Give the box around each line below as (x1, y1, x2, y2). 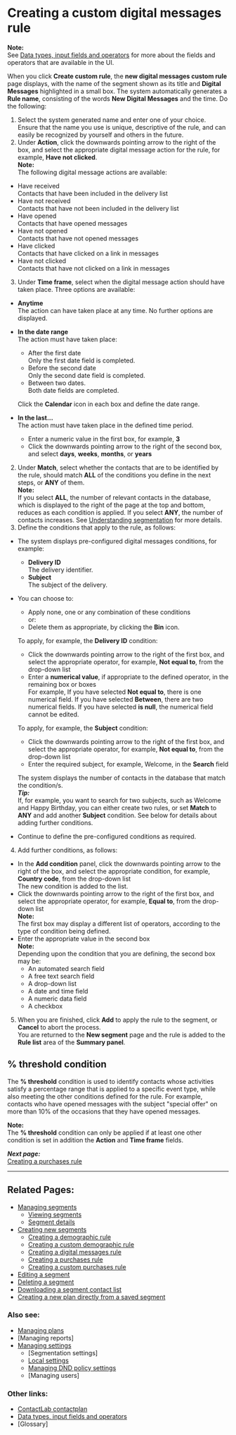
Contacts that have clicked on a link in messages (17, 249, 159, 257)
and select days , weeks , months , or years (27, 449, 152, 458)
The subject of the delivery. (27, 580, 107, 589)
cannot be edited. (27, 710, 79, 719)
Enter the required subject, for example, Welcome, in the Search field (27, 759, 229, 768)
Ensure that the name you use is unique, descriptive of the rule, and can (17, 123, 226, 131)
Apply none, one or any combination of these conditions (27, 608, 191, 616)
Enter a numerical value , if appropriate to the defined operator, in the (27, 672, 229, 681)
